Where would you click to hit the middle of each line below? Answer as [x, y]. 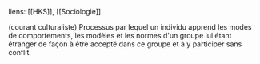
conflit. [20, 52]
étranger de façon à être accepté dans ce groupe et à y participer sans [125, 44]
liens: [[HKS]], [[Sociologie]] [55, 12]
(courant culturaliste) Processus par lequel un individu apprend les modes [130, 27]
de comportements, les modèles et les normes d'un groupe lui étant [120, 36]
